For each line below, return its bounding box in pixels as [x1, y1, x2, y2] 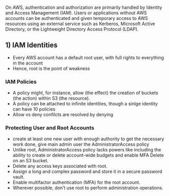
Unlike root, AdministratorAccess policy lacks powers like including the [12, 147, 161, 153]
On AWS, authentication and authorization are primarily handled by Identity [5, 5, 162, 10]
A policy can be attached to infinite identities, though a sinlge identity [12, 101, 158, 107]
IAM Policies [5, 78, 37, 85]
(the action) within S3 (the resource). [12, 95, 90, 101]
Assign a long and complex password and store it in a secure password [12, 168, 162, 175]
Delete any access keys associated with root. [12, 163, 108, 169]
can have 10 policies [12, 106, 55, 112]
